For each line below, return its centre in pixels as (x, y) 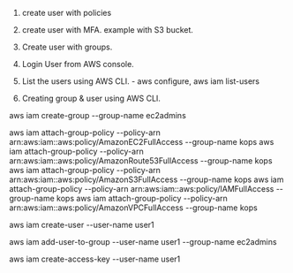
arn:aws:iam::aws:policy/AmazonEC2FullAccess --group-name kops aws (142, 142)
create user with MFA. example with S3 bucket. (108, 30)
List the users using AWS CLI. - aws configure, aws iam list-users (141, 81)
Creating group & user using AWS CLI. (91, 98)
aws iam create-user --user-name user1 (82, 225)
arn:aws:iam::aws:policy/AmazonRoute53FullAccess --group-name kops (141, 161)
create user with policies (67, 13)
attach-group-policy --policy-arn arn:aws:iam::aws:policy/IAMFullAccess (142, 189)
